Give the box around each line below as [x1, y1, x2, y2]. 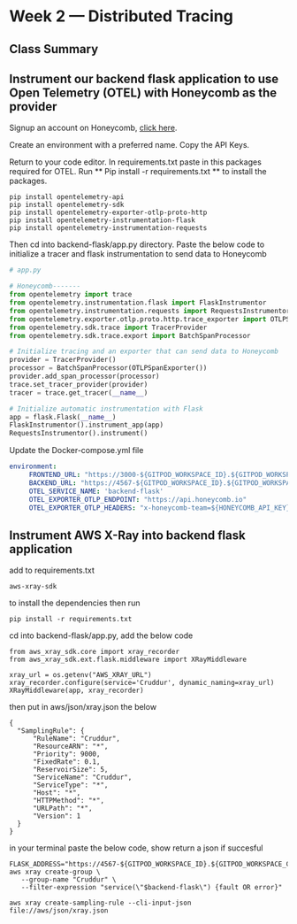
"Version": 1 [32, 812, 81, 820]
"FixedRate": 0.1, [32, 758, 101, 766]
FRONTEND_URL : [28, 471, 81, 480]
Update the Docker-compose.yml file [9, 445, 144, 456]
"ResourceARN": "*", [32, 742, 109, 751]
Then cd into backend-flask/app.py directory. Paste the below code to [9, 239, 265, 250]
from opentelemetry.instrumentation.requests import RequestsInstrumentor [9, 306, 291, 315]
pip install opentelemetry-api [9, 193, 125, 202]
